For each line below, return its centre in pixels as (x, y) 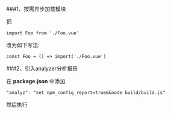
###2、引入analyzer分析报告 (42, 68)
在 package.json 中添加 (36, 81)
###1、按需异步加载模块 (36, 9)
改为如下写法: (23, 45)
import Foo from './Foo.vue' (43, 33)
